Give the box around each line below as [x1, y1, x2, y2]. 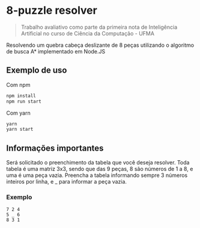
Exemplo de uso [6, 65, 67, 76]
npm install [6, 92, 36, 99]
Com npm [6, 81, 31, 88]
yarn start [6, 127, 34, 133]
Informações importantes [6, 143, 104, 153]
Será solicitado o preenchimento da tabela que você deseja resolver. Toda [6, 159, 190, 166]
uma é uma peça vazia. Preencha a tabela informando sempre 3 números [6, 172, 188, 179]
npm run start [6, 98, 42, 104]
